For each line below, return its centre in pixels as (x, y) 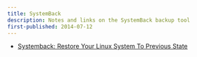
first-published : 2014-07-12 (50, 26)
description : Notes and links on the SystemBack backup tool (99, 20)
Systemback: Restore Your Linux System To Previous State (102, 47)
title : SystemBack (34, 14)
